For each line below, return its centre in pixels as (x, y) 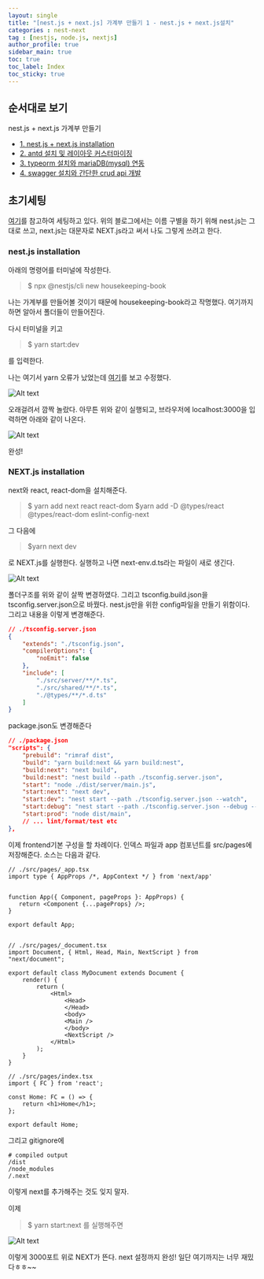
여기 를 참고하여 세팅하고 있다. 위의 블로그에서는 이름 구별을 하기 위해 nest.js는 (128, 221)
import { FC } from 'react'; (56, 1083)
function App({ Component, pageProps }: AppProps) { (96, 897)
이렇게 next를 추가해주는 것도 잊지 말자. (69, 1192)
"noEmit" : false (63, 659)
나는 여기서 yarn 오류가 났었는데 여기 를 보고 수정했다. (90, 377)
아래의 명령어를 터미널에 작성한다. (60, 270)
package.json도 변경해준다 (50, 726)
